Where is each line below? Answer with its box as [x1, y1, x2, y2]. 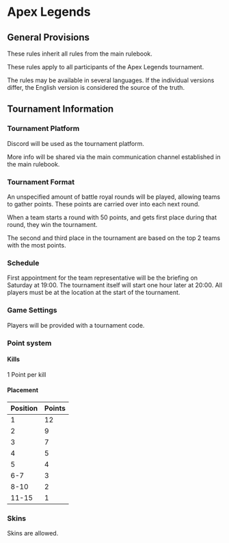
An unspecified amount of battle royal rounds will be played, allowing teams [7, 193, 221, 201]
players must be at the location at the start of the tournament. [7, 289, 180, 297]
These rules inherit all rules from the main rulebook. [7, 49, 152, 58]
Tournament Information [7, 104, 114, 115]
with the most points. [7, 241, 66, 249]
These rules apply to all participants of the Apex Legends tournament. [7, 63, 204, 71]
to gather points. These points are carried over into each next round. [7, 200, 200, 208]
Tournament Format [7, 177, 75, 186]
